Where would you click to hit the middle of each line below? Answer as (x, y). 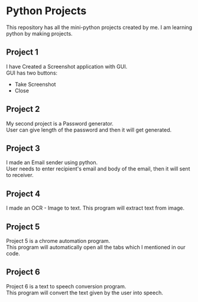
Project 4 (23, 194)
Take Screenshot (35, 84)
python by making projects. (39, 33)
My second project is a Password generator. (60, 123)
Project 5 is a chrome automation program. (58, 241)
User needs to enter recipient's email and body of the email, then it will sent (98, 169)
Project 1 (22, 52)
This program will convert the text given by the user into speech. (85, 293)
